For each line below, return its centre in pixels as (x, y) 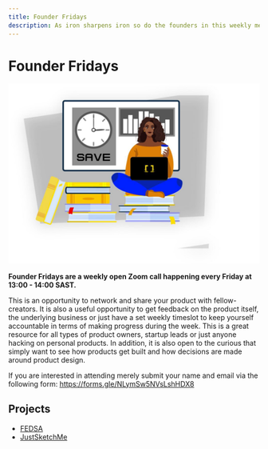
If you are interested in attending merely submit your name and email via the (133, 375)
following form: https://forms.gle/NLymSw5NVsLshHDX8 (101, 383)
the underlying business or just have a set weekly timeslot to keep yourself (131, 317)
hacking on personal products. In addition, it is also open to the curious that (132, 343)
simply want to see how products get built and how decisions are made (125, 351)
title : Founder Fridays (48, 17)
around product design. (47, 359)
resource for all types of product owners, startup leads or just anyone (122, 334)
